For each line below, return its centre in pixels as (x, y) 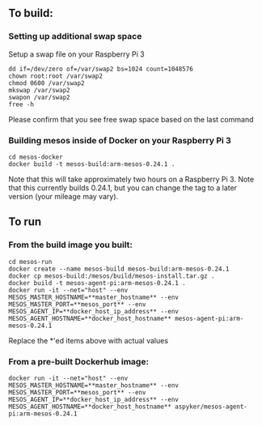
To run (25, 222)
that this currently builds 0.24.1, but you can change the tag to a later (123, 187)
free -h (21, 104)
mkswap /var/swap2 (39, 90)
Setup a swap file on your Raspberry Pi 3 (76, 54)
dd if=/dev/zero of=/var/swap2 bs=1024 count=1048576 (101, 69)
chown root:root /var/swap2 (56, 76)
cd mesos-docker (36, 157)
